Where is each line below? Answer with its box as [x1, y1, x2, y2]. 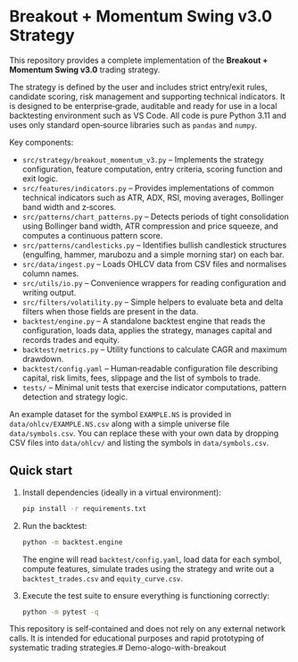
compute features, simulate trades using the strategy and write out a [21, 563, 275, 574]
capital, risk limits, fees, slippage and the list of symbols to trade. [21, 373, 261, 383]
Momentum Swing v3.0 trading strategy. [9, 64, 161, 75]
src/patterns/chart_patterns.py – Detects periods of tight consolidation [21, 211, 290, 222]
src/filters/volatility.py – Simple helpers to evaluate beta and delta [21, 297, 284, 307]
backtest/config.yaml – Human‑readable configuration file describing [21, 363, 278, 373]
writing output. [21, 287, 77, 297]
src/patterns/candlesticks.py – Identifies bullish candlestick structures [21, 239, 287, 250]
